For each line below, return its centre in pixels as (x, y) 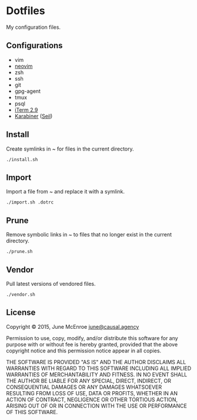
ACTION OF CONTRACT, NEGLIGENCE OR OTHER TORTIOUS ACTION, (92, 399)
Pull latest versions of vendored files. (51, 284)
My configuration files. (33, 27)
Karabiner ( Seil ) (34, 116)
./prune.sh (19, 252)
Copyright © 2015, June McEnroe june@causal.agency (73, 326)
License (21, 313)
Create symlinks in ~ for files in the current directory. (70, 149)
